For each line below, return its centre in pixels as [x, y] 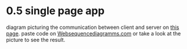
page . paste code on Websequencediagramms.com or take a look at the [93, 33]
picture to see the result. [36, 40]
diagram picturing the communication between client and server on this [93, 27]
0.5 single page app [55, 11]
